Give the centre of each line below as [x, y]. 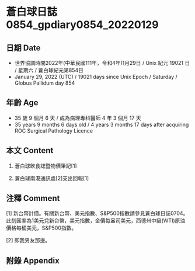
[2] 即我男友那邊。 [28, 241]
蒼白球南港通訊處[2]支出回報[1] [52, 178]
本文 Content [30, 150]
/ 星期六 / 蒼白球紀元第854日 [49, 70]
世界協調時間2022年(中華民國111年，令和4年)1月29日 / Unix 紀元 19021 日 [102, 63]
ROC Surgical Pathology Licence [54, 131]
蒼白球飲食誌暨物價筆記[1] [46, 166]
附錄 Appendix [33, 260]
